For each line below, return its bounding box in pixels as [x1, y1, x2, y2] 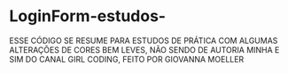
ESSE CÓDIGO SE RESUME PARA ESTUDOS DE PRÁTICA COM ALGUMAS [9, 35, 278, 46]
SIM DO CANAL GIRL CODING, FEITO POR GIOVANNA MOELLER [9, 54, 245, 64]
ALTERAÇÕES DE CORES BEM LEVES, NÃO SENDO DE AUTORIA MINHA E [9, 44, 280, 55]
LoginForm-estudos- [9, 6, 167, 26]
